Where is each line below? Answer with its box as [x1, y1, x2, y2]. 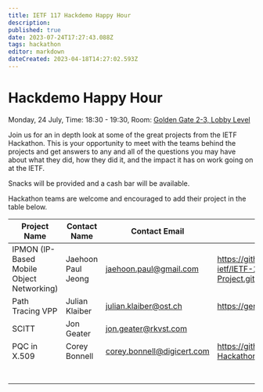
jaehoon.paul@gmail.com [105, 263, 200, 274]
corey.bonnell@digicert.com [105, 346, 210, 357]
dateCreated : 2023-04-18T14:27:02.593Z [8, 56, 139, 64]
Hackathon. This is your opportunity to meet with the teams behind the [8, 138, 236, 147]
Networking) [12, 283, 59, 294]
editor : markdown [8, 48, 65, 56]
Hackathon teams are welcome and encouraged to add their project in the [8, 194, 247, 203]
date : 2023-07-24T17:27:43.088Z [8, 33, 113, 42]
